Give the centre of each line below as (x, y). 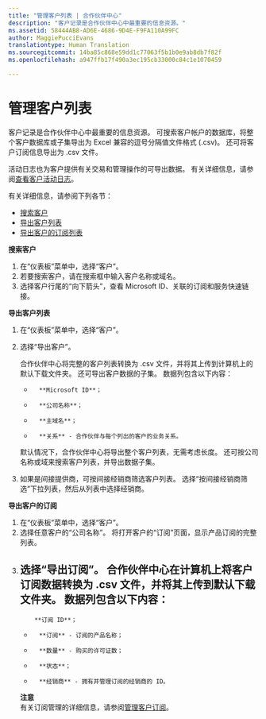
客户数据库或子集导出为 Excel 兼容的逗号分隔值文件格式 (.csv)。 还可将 (131, 142)
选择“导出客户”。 (47, 346)
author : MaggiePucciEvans (51, 38)
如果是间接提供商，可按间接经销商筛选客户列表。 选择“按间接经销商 (130, 478)
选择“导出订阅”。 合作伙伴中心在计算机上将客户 (136, 570)
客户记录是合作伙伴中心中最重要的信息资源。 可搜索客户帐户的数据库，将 (127, 132)
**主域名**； (58, 421)
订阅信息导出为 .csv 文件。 (59, 152)
